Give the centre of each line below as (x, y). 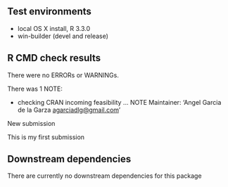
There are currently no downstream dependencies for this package (104, 176)
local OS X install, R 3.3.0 (54, 28)
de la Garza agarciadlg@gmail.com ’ (69, 110)
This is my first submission (46, 137)
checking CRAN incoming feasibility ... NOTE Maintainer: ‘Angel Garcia (119, 102)
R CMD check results (54, 58)
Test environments (49, 12)
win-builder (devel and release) (63, 36)
